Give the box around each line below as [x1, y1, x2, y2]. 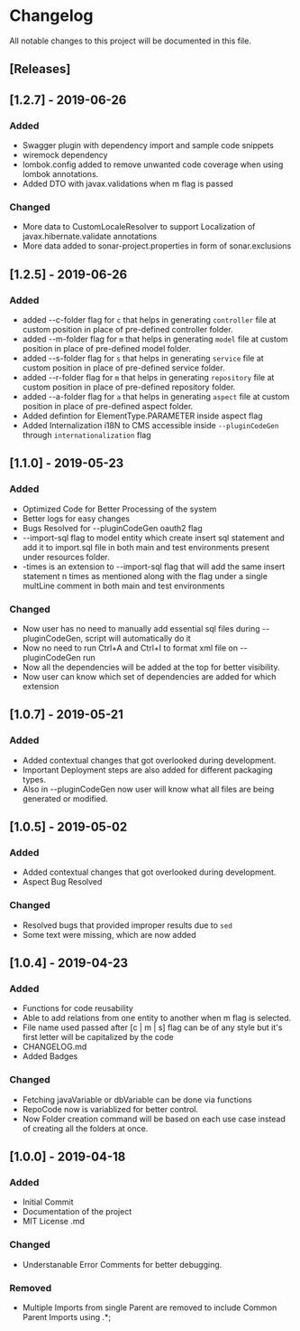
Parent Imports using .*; [22, 1311, 111, 1322]
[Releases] [9, 61, 71, 77]
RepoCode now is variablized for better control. [22, 1103, 199, 1114]
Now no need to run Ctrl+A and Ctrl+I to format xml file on [22, 642, 239, 653]
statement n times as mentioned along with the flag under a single [22, 570, 268, 581]
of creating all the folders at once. [22, 1122, 149, 1134]
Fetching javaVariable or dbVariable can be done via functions [22, 1094, 252, 1105]
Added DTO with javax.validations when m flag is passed [22, 178, 234, 190]
